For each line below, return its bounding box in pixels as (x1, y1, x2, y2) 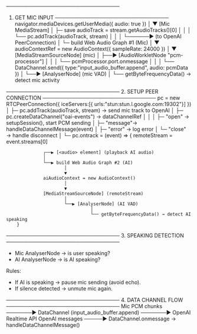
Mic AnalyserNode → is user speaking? (14, 250, 110, 256)
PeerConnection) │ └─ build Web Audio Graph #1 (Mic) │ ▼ (14, 39, 160, 46)
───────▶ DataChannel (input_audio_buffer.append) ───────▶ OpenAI (6, 309, 191, 316)
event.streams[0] (6, 138, 48, 145)
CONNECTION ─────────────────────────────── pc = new (6, 94, 180, 101)
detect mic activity (14, 77, 60, 84)
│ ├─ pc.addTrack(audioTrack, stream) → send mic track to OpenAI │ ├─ (6, 107, 184, 114)
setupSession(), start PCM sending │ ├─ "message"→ (6, 120, 137, 126)
